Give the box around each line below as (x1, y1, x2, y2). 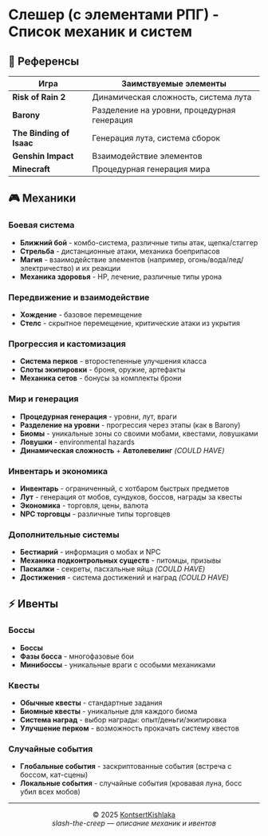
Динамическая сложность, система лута (92, 92, 252, 102)
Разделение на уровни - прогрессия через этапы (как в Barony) (19, 420, 241, 429)
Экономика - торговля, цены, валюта (19, 500, 149, 510)
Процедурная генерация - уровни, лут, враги (19, 412, 177, 421)
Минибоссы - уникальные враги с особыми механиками (19, 659, 216, 669)
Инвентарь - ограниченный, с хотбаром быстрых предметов (19, 484, 230, 493)
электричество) (19, 263, 74, 273)
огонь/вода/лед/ (187, 254, 244, 265)
